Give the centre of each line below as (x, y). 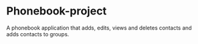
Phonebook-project (57, 11)
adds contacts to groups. (38, 34)
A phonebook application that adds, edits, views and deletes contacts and (99, 28)
